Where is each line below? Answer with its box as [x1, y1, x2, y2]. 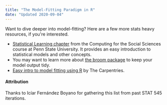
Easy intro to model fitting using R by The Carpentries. [12, 67, 125, 73]
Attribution [5, 78, 29, 85]
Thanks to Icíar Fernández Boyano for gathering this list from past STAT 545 [5, 89, 162, 95]
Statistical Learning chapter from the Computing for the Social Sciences [12, 40, 161, 46]
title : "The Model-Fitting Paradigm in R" [5, 7, 95, 12]
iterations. [5, 95, 26, 101]
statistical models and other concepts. [12, 51, 92, 57]
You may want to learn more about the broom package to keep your [12, 56, 153, 62]
